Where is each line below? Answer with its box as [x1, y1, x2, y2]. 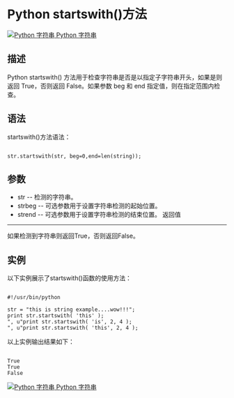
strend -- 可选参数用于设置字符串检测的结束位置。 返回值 [17, 211, 181, 219]
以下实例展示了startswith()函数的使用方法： [7, 274, 132, 282]
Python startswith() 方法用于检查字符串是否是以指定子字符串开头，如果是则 [7, 72, 223, 81]
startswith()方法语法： [7, 132, 71, 141]
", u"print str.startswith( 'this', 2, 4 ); [7, 325, 139, 332]
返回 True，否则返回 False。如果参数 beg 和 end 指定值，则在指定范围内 [7, 82, 214, 90]
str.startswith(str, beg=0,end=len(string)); [7, 153, 141, 160]
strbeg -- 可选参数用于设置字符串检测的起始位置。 [17, 201, 162, 210]
